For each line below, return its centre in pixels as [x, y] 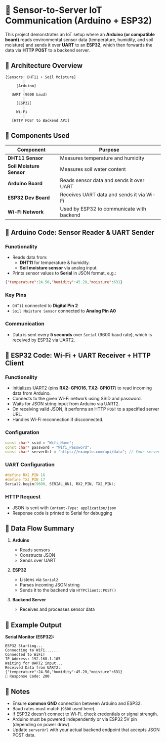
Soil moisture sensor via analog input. [59, 268]
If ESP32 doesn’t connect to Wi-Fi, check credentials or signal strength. [85, 714]
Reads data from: [30, 258]
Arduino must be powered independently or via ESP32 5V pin [75, 719]
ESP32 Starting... [24, 646]
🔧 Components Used [38, 136]
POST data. [24, 735]
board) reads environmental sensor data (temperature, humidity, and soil [79, 40]
